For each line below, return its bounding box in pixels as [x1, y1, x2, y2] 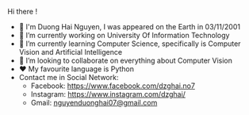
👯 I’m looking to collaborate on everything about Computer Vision [18, 56, 233, 65]
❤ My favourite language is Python [18, 64, 134, 74]
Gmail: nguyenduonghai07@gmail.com [30, 98, 158, 107]
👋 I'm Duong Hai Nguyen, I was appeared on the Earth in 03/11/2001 [18, 22, 241, 31]
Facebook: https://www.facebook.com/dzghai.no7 [30, 81, 196, 90]
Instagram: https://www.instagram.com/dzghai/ [30, 90, 186, 98]
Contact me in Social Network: [18, 73, 119, 82]
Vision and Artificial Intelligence [18, 48, 123, 56]
